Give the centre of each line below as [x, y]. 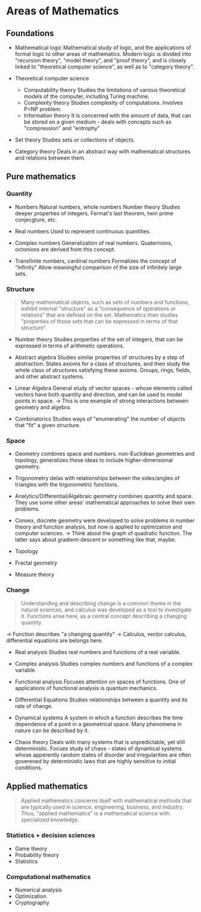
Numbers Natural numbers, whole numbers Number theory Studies [98, 207]
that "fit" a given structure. [48, 425]
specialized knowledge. [50, 820]
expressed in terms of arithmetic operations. [69, 346]
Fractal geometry [36, 563]
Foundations [30, 33]
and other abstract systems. [50, 376]
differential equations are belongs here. [55, 640]
